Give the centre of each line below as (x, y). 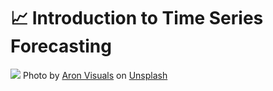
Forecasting (61, 46)
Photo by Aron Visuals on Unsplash (95, 75)
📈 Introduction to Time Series (137, 18)
